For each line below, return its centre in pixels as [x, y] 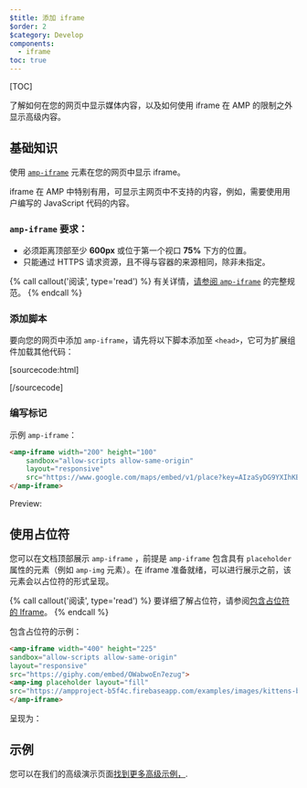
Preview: [26, 504]
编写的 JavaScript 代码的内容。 [76, 203]
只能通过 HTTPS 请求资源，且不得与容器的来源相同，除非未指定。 [147, 262]
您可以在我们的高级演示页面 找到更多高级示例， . [99, 773]
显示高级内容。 [37, 117]
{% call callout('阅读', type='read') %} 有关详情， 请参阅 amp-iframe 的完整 [148, 282]
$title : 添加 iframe [47, 18]
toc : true [28, 60]
